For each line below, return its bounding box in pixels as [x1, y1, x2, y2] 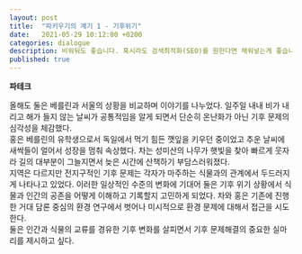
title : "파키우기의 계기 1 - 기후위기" [9, 22, 142, 31]
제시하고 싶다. [25, 235, 75, 246]
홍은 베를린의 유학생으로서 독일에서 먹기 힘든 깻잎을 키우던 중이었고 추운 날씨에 [9, 134, 286, 144]
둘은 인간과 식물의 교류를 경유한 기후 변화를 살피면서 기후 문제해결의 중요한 [9, 224, 271, 234]
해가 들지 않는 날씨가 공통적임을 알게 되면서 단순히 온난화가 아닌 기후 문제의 [25, 112, 290, 122]
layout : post [9, 13, 58, 23]
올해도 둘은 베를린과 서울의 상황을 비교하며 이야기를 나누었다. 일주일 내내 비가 [9, 100, 280, 111]
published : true [9, 55, 70, 64]
